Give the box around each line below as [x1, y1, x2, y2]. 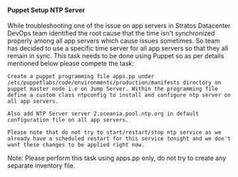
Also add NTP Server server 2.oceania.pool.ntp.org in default [7, 110, 200, 117]
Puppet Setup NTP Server [7, 6, 86, 14]
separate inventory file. [7, 161, 76, 170]
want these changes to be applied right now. [7, 141, 145, 149]
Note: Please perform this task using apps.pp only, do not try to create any [7, 154, 227, 163]
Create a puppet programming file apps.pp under [7, 73, 155, 80]
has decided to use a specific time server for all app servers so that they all [7, 44, 228, 53]
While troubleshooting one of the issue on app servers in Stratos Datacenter [7, 21, 231, 30]
